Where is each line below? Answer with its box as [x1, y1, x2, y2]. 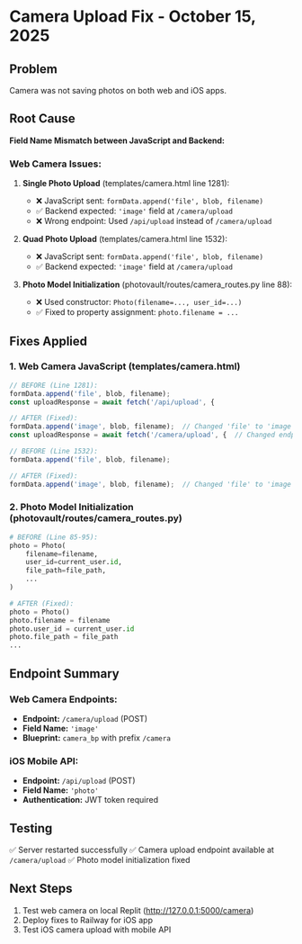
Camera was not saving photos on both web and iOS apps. [9, 85, 227, 95]
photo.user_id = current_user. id [9, 624, 135, 634]
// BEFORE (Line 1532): [9, 447, 99, 456]
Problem [9, 61, 58, 76]
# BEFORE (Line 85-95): [9, 533, 99, 542]
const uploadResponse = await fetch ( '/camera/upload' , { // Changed [9, 430, 276, 440]
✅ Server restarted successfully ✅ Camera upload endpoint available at [9, 844, 274, 856]
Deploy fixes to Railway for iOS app [22, 914, 154, 925]
